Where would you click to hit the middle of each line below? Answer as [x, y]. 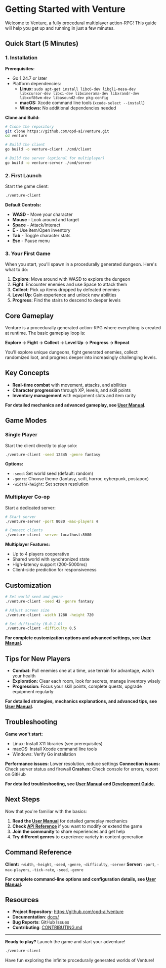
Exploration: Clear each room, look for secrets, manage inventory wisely [86, 681]
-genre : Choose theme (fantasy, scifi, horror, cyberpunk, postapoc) [81, 479]
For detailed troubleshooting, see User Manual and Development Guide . [80, 784]
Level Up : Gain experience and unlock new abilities [64, 295]
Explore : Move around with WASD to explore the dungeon [71, 279]
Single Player [21, 435]
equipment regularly [33, 692]
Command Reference [39, 852]
